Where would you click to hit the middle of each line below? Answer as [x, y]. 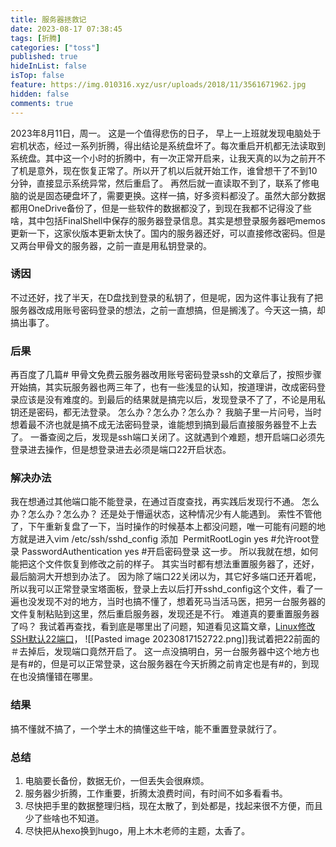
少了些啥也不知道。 [64, 818]
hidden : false [40, 94]
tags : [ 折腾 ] [36, 38]
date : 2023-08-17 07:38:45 [66, 29]
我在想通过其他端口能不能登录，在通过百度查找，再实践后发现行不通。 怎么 [165, 502]
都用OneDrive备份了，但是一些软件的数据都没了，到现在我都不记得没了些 [161, 208]
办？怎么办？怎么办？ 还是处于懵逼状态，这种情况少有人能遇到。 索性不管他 [166, 514]
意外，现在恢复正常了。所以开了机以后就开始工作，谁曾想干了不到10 [177, 170]
